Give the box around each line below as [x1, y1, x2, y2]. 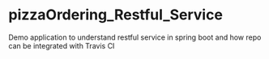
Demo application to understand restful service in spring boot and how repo [8, 32, 262, 42]
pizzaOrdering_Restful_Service [8, 6, 223, 24]
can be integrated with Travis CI [8, 40, 115, 50]
